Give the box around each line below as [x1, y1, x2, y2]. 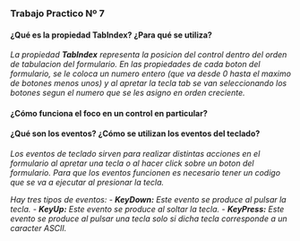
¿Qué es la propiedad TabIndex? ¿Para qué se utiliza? [10, 30, 213, 40]
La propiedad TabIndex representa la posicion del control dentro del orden [10, 49, 287, 60]
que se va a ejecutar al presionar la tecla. [10, 176, 165, 187]
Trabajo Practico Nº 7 [10, 7, 106, 20]
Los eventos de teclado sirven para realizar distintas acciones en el [10, 148, 261, 159]
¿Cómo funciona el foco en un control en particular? [10, 108, 209, 118]
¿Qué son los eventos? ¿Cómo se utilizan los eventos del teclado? [10, 128, 261, 139]
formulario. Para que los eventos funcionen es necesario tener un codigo [10, 167, 281, 177]
